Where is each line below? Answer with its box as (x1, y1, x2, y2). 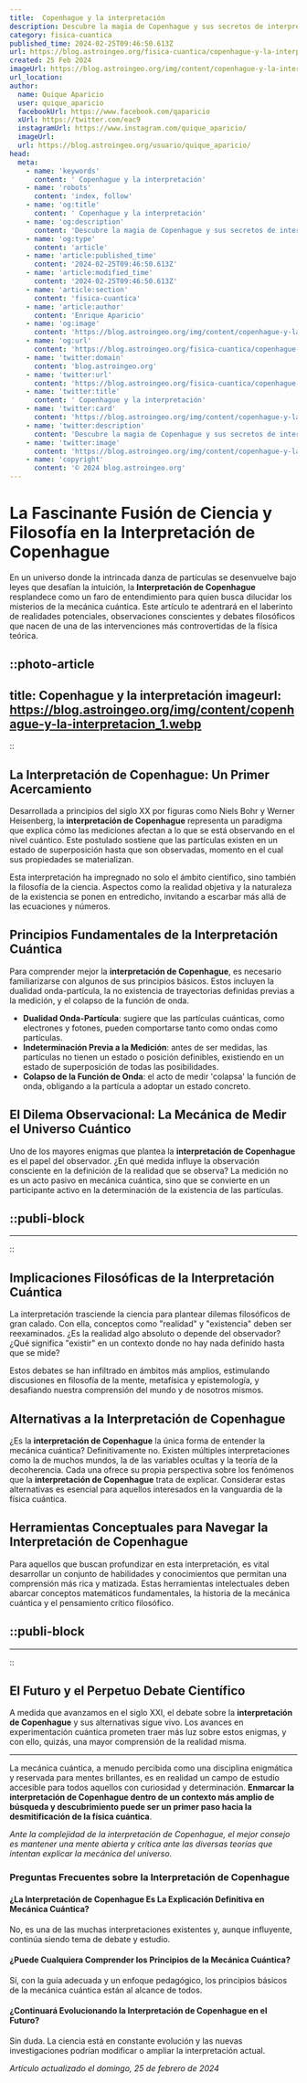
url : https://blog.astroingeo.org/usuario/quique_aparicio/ (17, 141, 251, 150)
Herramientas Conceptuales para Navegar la (9, 1520, 269, 1536)
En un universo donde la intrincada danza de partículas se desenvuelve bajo (9, 572, 297, 583)
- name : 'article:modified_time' (26, 269, 153, 278)
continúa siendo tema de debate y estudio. (9, 1933, 171, 1944)
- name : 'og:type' (26, 234, 96, 243)
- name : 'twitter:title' (26, 387, 121, 397)
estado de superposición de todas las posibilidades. (22, 1061, 219, 1072)
